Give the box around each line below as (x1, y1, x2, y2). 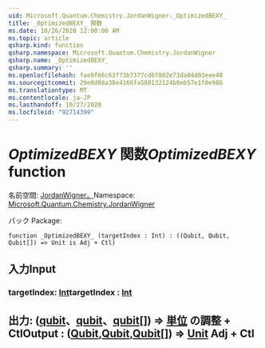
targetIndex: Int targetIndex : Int (8, 287, 132, 298)
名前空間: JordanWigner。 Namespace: (8, 190, 136, 200)
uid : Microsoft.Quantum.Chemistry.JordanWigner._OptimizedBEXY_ (8, 11, 227, 20)
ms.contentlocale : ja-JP (8, 94, 91, 102)
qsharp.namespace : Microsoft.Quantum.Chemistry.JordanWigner (8, 49, 216, 57)
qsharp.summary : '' (8, 64, 73, 72)
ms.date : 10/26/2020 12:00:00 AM (8, 26, 120, 34)
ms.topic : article (8, 34, 69, 42)
